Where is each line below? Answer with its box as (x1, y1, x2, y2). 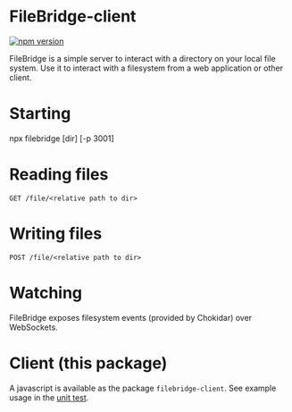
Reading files (9, 164, 109, 185)
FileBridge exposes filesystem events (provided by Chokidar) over (9, 312, 253, 323)
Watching (9, 282, 83, 303)
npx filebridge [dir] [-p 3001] (9, 132, 114, 144)
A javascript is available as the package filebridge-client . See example (9, 383, 277, 393)
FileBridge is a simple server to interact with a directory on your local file (9, 53, 276, 63)
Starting (9, 104, 71, 124)
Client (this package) (9, 353, 168, 373)
